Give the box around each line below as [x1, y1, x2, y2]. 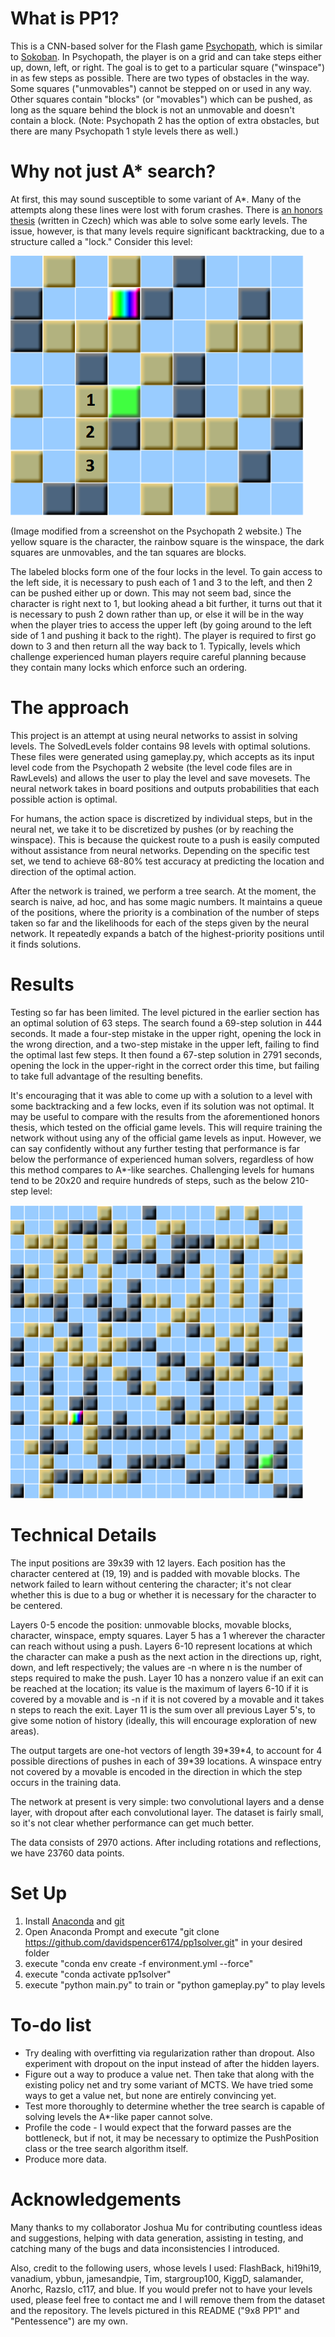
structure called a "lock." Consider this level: [10, 235, 193, 247]
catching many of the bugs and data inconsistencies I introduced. [10, 2242, 280, 2254]
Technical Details [10, 1523, 157, 1546]
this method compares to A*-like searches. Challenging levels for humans [10, 1163, 315, 1176]
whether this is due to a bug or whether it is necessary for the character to [10, 1588, 317, 1601]
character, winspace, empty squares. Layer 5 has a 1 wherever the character [10, 1629, 326, 1641]
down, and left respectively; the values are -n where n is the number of [10, 1661, 303, 1673]
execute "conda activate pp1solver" [24, 1968, 172, 1980]
